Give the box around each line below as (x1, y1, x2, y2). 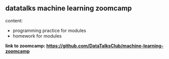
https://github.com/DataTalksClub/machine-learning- (46, 43, 164, 49)
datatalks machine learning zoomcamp (5, 4, 132, 13)
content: (5, 17, 23, 23)
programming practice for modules (12, 27, 86, 34)
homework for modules (12, 33, 62, 39)
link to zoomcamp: (5, 43, 46, 49)
